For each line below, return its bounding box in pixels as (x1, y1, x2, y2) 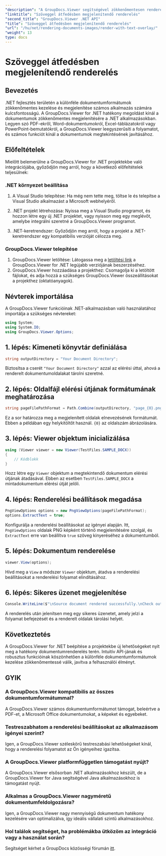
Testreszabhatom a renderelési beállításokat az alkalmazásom (5, 723, 158, 730)
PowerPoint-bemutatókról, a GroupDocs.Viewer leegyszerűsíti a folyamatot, (5, 126, 159, 132)
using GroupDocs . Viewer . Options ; (5, 329, 74, 335)
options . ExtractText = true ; (5, 513, 65, 518)
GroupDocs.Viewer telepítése (5, 245, 78, 252)
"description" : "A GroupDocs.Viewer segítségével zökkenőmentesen (5, 7, 145, 12)
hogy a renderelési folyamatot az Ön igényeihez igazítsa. (5, 746, 121, 752)
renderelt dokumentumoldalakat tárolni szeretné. (5, 370, 105, 377)
